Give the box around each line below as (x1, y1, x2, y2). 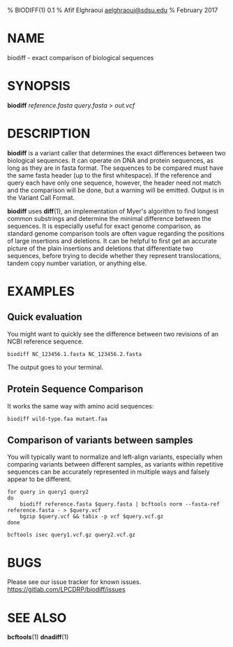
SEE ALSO (7, 610, 67, 625)
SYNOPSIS (7, 78, 71, 94)
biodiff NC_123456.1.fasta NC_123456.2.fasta (7, 350, 142, 357)
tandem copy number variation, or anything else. (7, 259, 147, 267)
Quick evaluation (7, 311, 82, 323)
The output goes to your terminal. (7, 363, 104, 371)
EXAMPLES (7, 283, 75, 299)
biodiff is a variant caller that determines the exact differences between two (7, 148, 226, 157)
